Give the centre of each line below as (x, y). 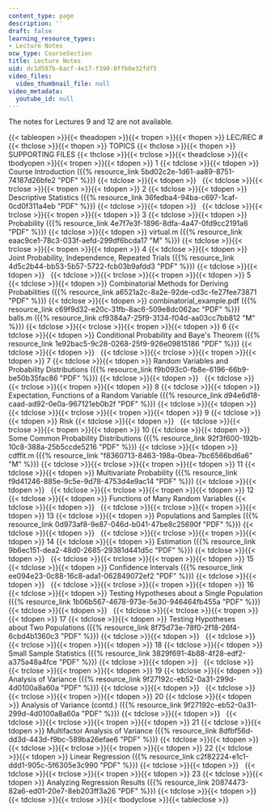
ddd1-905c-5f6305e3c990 (53, 765)
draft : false (30, 31)
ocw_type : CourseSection (50, 53)
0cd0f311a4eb (32, 206)
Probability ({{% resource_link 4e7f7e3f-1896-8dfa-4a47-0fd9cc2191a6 (128, 223)
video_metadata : (36, 91)
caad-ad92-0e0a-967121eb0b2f (62, 404)
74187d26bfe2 (32, 181)
